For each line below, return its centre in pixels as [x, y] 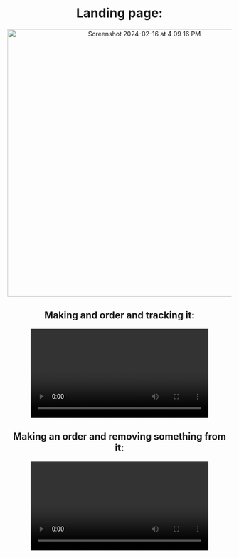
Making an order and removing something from [119, 437]
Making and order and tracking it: [119, 315]
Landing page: [119, 13]
